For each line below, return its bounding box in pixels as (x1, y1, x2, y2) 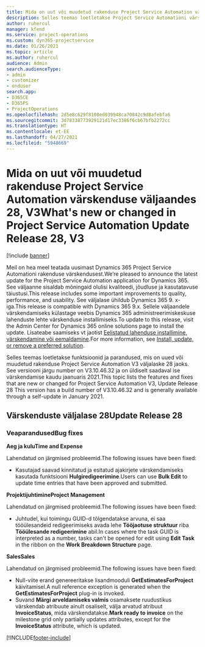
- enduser (6, 83, 32, 89)
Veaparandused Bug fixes (6, 429, 84, 437)
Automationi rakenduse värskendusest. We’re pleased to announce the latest (6, 270, 198, 278)
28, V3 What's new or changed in (6, 205, 176, 219)
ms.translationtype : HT (6, 123, 67, 129)
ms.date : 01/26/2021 (6, 44, 59, 50)
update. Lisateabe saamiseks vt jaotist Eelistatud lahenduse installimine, (6, 328, 187, 336)
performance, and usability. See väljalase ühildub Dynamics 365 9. (6, 296, 174, 303)
